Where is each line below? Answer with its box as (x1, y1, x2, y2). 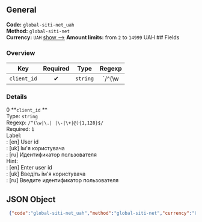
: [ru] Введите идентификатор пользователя (6, 177, 119, 184)
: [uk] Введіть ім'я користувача (6, 170, 86, 177)
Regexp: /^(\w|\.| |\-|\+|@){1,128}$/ (6, 119, 104, 126)
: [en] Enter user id (6, 164, 52, 171)
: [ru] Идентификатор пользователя (6, 151, 97, 159)
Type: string (6, 113, 38, 120)
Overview (6, 48, 35, 57)
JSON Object (6, 194, 56, 205)
